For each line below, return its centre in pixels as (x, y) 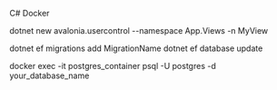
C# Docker (30, 13)
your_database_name (49, 75)
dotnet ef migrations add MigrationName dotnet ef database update (136, 48)
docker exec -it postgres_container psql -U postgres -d (113, 66)
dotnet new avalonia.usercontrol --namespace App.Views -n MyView (139, 30)
